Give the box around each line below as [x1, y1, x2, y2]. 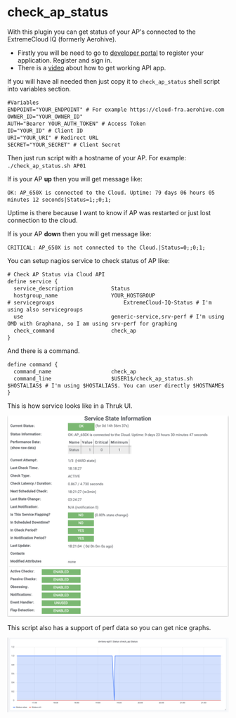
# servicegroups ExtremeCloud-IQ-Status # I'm [7, 299, 212, 306]
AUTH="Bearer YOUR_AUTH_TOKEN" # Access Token [7, 120, 146, 127]
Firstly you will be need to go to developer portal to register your [17, 49, 204, 57]
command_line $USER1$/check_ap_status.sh [13, 375, 193, 382]
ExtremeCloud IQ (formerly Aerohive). [7, 34, 117, 43]
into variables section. [7, 84, 72, 93]
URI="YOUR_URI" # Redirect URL [7, 134, 99, 141]
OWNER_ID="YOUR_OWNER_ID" [7, 113, 83, 120]
